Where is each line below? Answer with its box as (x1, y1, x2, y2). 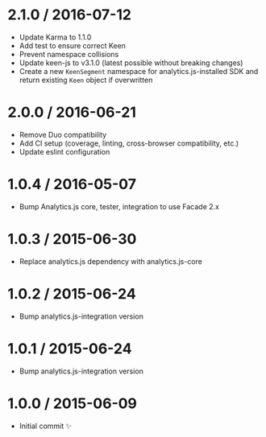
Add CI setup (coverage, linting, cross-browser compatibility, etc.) (19, 138, 239, 148)
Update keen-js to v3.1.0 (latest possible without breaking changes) (19, 58, 243, 68)
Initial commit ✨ (19, 421, 72, 431)
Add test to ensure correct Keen (19, 40, 127, 50)
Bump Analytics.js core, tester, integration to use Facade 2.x (19, 201, 219, 211)
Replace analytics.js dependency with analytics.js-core (19, 256, 202, 266)
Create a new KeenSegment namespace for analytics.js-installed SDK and (19, 66, 259, 76)
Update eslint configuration (19, 146, 110, 156)
